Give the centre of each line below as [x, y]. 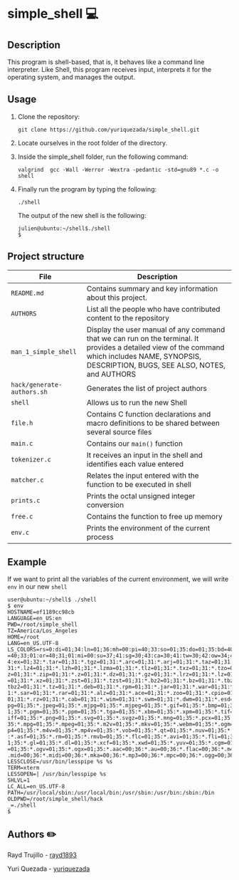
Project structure [46, 257]
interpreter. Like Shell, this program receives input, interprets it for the [110, 69]
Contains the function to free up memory [154, 516]
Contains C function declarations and [149, 414]
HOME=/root [23, 637]
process [100, 537]
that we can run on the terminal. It [143, 338]
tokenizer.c [31, 459]
